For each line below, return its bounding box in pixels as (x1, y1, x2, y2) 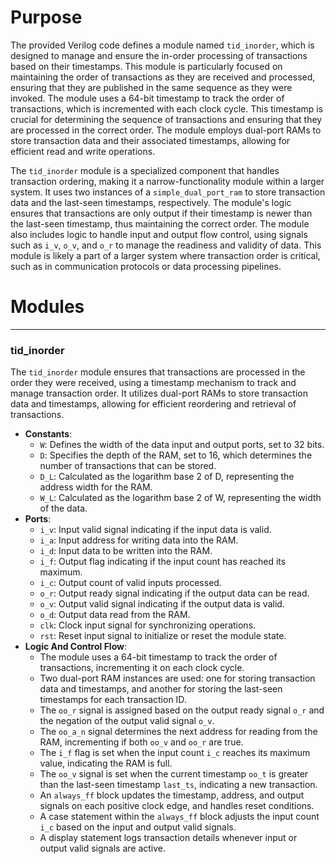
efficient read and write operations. (10, 145, 156, 157)
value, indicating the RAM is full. (39, 757, 173, 770)
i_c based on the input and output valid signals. (39, 821, 237, 833)
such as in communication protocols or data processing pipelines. (10, 260, 282, 272)
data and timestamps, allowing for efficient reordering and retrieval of (10, 398, 297, 410)
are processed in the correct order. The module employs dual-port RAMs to (10, 124, 322, 136)
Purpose (10, 6, 83, 29)
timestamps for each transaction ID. (39, 694, 187, 706)
